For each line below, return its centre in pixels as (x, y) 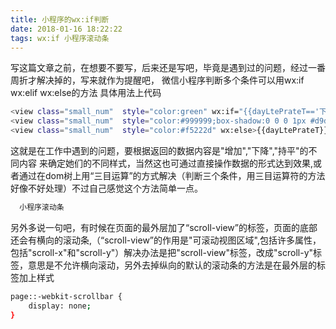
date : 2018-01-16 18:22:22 (66, 29)
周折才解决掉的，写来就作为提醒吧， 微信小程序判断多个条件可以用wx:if (157, 80)
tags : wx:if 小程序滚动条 (60, 38)
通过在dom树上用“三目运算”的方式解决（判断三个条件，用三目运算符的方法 (172, 175)
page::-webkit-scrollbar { (66, 296)
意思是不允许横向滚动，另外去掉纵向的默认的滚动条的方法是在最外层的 (172, 265)
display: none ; (60, 306)
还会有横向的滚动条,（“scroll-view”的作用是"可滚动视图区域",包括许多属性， (166, 240)
